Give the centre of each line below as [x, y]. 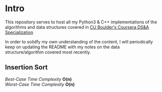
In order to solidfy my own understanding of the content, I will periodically [79, 41]
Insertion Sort [26, 67]
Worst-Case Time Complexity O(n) [40, 84]
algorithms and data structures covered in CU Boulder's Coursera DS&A [77, 27]
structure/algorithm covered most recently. [48, 52]
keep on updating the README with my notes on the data [63, 47]
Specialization [19, 32]
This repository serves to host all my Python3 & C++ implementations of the [81, 22]
